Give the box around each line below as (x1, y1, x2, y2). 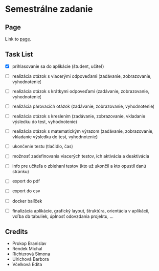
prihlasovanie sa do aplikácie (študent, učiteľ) (12, 63, 104, 69)
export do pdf (12, 178, 40, 184)
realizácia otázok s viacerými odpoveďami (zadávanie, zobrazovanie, (12, 73, 152, 79)
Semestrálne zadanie (5, 3, 93, 15)
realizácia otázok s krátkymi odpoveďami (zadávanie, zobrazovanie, (12, 88, 149, 94)
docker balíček (12, 198, 43, 204)
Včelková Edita (12, 262, 43, 268)
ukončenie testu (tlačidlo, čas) (12, 144, 73, 150)
